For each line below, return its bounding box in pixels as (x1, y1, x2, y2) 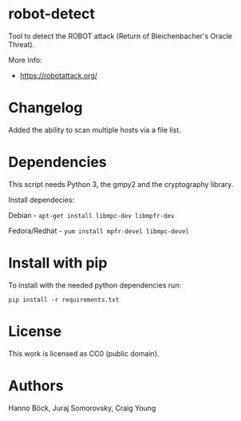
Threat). (8, 39, 35, 49)
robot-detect (8, 5, 96, 23)
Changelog (8, 99, 83, 117)
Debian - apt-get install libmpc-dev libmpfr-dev (8, 210, 175, 220)
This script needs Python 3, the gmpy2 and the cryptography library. (8, 179, 234, 189)
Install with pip (8, 254, 108, 272)
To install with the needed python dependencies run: (8, 280, 182, 290)
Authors (8, 376, 64, 395)
